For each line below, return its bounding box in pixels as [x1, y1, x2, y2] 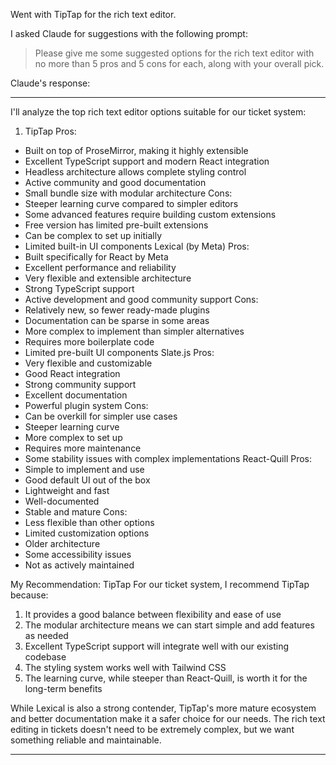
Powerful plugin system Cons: [24, 400, 149, 411]
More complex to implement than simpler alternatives [24, 325, 245, 337]
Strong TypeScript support [24, 283, 135, 294]
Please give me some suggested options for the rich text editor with [34, 47, 315, 59]
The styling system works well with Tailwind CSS [24, 662, 227, 673]
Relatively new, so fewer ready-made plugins [24, 304, 210, 316]
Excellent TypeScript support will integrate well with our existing [24, 640, 290, 652]
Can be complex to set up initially [24, 230, 163, 241]
